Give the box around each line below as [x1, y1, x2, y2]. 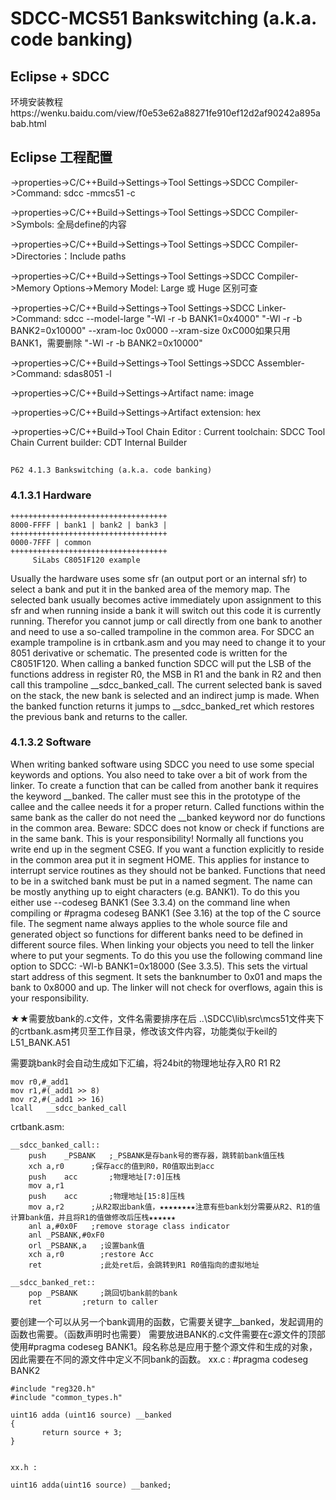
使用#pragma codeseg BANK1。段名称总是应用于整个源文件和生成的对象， [10, 1340, 318, 1352]
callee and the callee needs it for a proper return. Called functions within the [10, 800, 325, 812]
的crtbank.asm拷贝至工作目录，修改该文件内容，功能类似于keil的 [10, 1025, 278, 1037]
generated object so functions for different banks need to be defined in [10, 928, 304, 940]
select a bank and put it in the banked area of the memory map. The [10, 583, 291, 595]
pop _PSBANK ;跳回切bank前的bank [28, 1288, 178, 1298]
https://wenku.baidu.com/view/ [10, 107, 140, 119]
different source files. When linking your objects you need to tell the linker [10, 938, 315, 951]
